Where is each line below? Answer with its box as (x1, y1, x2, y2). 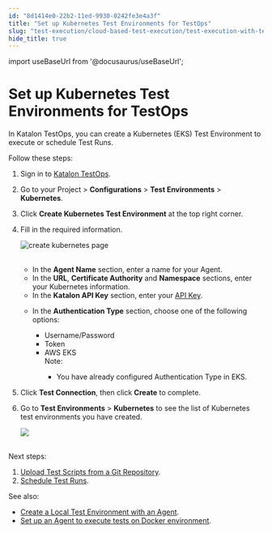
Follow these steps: (8, 153, 73, 163)
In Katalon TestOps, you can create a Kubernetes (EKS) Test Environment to (8, 129, 261, 139)
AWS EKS (44, 348, 77, 357)
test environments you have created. (19, 412, 143, 422)
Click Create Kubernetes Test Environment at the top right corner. (19, 209, 244, 219)
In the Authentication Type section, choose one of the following (32, 306, 248, 316)
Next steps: (8, 451, 47, 462)
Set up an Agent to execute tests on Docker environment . (19, 516, 212, 526)
